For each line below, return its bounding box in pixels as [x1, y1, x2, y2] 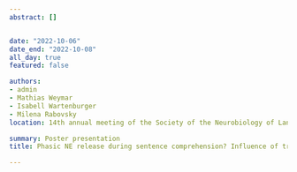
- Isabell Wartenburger [9, 101, 97, 110]
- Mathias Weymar [9, 93, 73, 102]
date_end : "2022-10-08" [9, 45, 97, 54]
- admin [9, 86, 38, 94]
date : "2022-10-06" [9, 36, 81, 45]
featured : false [9, 61, 69, 71]
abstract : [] [9, 12, 57, 22]
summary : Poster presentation [9, 134, 121, 143]
